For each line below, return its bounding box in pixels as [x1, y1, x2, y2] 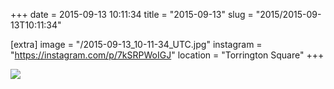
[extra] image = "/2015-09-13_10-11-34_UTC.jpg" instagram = [10, 39, 263, 50]
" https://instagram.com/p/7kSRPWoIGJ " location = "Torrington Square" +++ [10, 49, 325, 61]
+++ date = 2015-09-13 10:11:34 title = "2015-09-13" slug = [10, 9, 254, 20]
